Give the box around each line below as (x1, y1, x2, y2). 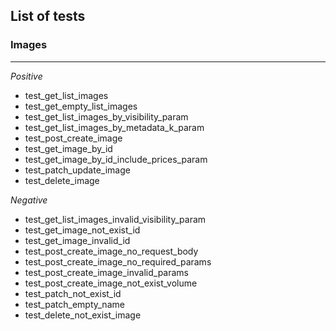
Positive (10, 70, 43, 82)
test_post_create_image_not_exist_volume (24, 277, 198, 289)
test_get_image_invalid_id (24, 234, 131, 246)
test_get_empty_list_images (24, 100, 138, 112)
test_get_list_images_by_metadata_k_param (24, 121, 205, 133)
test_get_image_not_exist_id (24, 224, 141, 236)
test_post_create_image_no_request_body (24, 245, 199, 257)
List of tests (10, 8, 86, 25)
